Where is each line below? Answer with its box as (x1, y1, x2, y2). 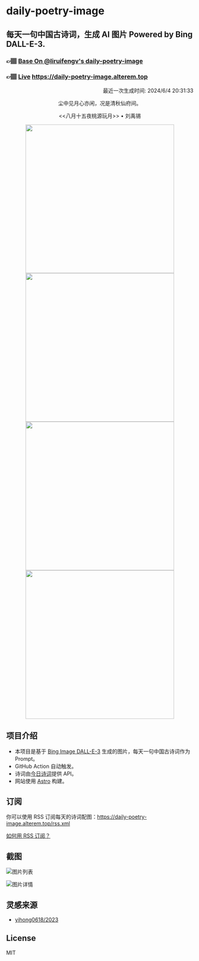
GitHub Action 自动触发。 (14, 763, 77, 770)
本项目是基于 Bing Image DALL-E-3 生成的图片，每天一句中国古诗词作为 (14, 748, 191, 755)
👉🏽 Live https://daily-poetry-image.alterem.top (6, 73, 148, 81)
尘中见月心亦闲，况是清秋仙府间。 (58, 99, 141, 106)
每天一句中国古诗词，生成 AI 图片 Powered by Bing (6, 29, 193, 39)
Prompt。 (14, 755, 39, 762)
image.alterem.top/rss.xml (6, 820, 70, 827)
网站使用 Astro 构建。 (14, 777, 68, 784)
